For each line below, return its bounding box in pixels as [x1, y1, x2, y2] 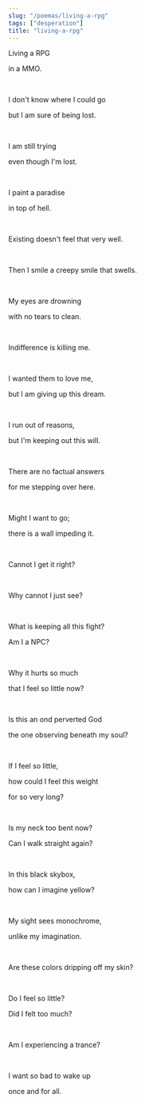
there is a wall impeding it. [8, 529, 94, 538]
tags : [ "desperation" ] [8, 19, 84, 27]
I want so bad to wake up [8, 1071, 92, 1080]
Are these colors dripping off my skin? [8, 963, 134, 972]
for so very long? [8, 793, 64, 802]
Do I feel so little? [8, 993, 65, 1004]
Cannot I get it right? [8, 560, 76, 569]
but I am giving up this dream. [8, 389, 106, 399]
